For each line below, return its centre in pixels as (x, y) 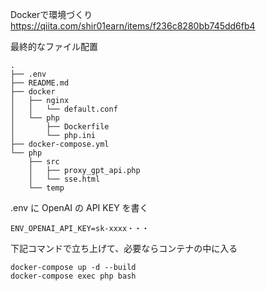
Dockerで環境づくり (51, 14)
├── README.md (40, 83)
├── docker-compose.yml (60, 144)
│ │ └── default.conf (64, 109)
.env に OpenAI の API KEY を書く (79, 207)
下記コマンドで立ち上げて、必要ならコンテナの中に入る (124, 248)
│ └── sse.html (64, 179)
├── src (44, 162)
